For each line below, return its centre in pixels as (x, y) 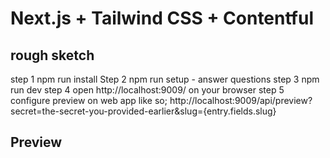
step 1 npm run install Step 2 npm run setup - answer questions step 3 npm (165, 79)
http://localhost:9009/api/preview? (241, 100)
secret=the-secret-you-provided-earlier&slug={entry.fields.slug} (143, 111)
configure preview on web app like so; (89, 100)
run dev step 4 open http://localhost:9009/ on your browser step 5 (147, 90)
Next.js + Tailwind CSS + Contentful (162, 18)
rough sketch (52, 55)
